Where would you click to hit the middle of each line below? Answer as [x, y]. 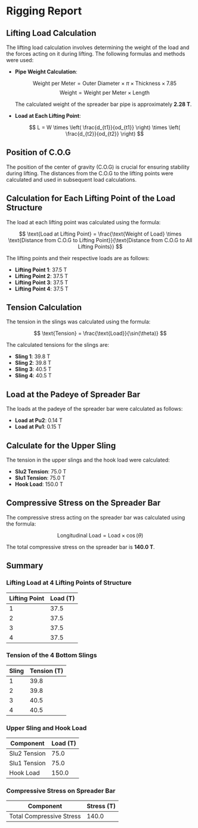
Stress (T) [101, 806]
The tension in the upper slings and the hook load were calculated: [88, 460]
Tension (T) [47, 671]
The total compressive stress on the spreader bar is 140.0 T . [81, 547]
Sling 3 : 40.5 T [33, 369]
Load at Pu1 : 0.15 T [38, 427]
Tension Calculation [44, 308]
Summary [25, 566]
